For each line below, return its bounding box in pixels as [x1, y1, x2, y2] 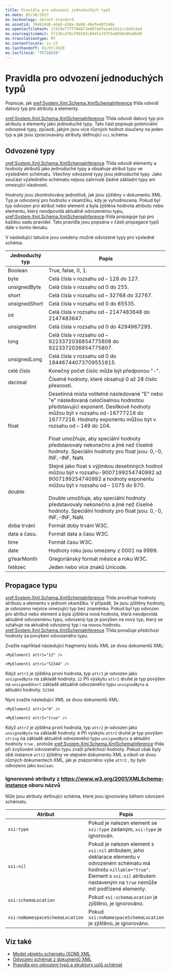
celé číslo [8, 367, 31, 374]
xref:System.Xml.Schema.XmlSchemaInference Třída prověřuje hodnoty [5, 594, 156, 601]
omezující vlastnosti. [5, 182, 48, 188]
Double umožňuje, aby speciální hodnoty [48, 495, 146, 502]
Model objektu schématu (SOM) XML [12, 951, 91, 957]
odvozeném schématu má [88, 860, 151, 867]
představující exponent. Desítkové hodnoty [48, 403, 151, 410]
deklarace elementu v [88, 853, 140, 860]
